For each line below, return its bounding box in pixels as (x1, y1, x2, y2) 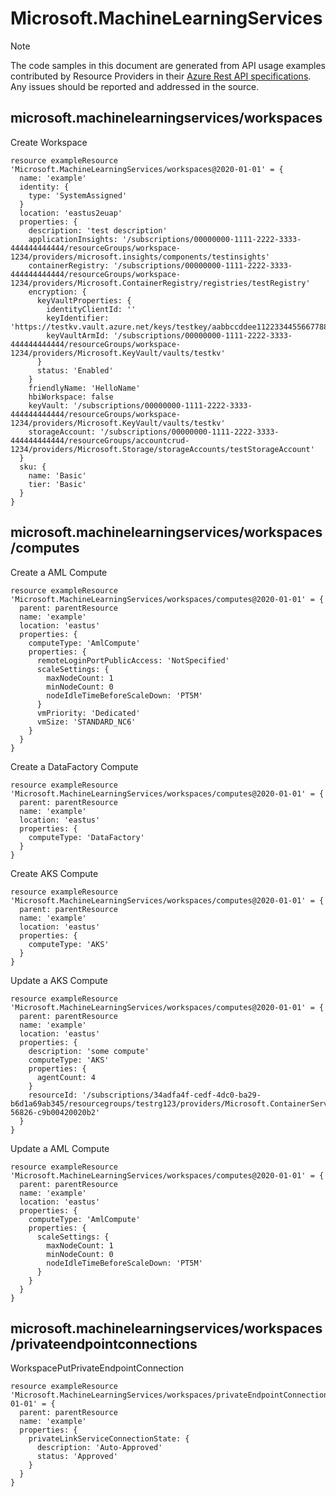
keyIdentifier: (46, 313, 110, 323)
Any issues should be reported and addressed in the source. (10, 80, 260, 92)
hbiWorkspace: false (28, 392, 114, 402)
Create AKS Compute (10, 867, 99, 879)
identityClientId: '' (46, 304, 137, 314)
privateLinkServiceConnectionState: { (28, 1434, 190, 1444)
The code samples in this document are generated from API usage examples (10, 59, 326, 71)
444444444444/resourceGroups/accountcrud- (10, 435, 190, 446)
